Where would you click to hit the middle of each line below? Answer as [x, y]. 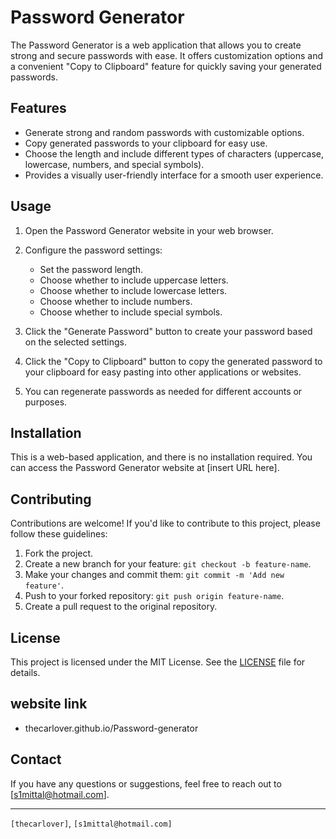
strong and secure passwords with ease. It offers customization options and [167, 55]
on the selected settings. [75, 342]
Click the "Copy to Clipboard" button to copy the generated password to [173, 361]
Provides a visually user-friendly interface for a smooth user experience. [174, 175]
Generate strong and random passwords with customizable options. [164, 132]
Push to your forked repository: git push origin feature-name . [154, 596]
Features [38, 108]
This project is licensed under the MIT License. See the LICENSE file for [158, 662]
